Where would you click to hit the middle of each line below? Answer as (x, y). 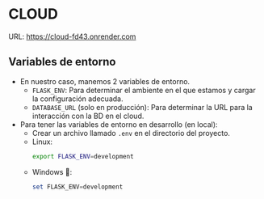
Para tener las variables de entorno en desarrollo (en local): (119, 124)
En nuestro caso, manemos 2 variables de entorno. (105, 81)
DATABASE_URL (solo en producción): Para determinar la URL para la (142, 107)
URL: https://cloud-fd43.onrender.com (72, 36)
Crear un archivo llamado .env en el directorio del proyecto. (131, 133)
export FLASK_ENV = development (83, 156)
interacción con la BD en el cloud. (88, 116)
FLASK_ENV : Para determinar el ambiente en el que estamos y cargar (144, 90)
